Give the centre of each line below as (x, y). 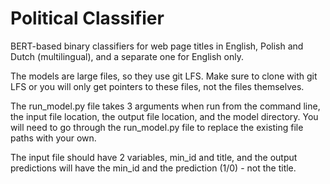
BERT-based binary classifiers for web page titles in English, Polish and (157, 46)
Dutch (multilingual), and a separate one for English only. (127, 56)
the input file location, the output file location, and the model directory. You (164, 116)
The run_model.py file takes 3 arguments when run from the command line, (165, 106)
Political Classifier (87, 18)
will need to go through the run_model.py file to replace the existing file (157, 127)
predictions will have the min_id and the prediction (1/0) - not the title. (153, 168)
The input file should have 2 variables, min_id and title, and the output (154, 157)
